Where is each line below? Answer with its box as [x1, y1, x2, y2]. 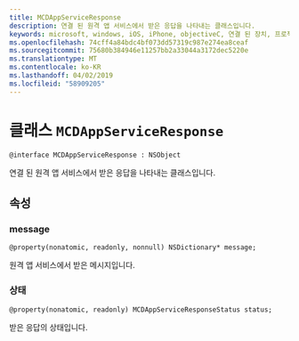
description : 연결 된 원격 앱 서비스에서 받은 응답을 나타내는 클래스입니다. [9, 21, 255, 30]
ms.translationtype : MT [9, 54, 98, 63]
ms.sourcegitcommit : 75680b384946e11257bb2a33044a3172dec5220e [9, 46, 249, 55]
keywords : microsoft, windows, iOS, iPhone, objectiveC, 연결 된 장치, [9, 29, 271, 38]
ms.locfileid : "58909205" [9, 79, 105, 88]
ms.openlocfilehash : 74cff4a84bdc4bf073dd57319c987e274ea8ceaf [9, 37, 249, 47]
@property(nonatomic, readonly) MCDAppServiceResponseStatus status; [9, 304, 273, 314]
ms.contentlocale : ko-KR [9, 63, 101, 72]
